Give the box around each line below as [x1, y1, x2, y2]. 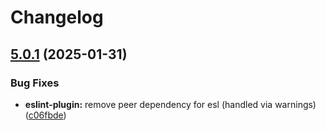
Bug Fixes [10, 76, 60, 90]
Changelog [10, 6, 104, 29]
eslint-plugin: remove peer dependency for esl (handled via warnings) [24, 98, 317, 110]
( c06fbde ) [24, 109, 67, 121]
